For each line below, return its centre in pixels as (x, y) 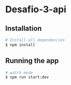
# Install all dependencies (35, 40)
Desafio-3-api (36, 9)
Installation (23, 28)
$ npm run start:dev (27, 77)
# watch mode (19, 73)
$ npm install (20, 45)
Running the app (32, 61)
